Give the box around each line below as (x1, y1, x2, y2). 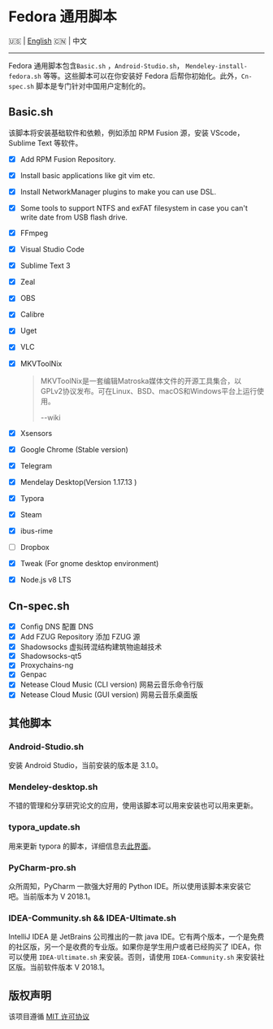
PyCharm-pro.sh (8, 861, 77, 873)
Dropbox (19, 543, 50, 552)
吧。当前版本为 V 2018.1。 (8, 892, 95, 901)
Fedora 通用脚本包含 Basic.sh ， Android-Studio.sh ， (8, 60, 184, 70)
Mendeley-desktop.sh (8, 782, 98, 793)
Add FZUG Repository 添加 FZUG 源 (19, 632, 141, 642)
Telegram (19, 460, 53, 470)
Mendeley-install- (185, 62, 248, 70)
